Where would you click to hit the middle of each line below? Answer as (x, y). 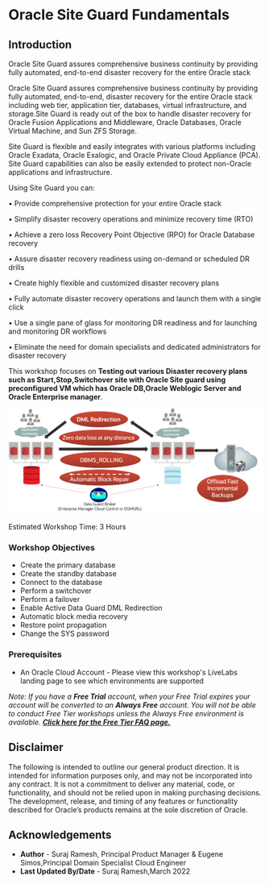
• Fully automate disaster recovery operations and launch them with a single (135, 299)
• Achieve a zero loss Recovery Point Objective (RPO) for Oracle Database (132, 234)
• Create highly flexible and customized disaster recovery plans (114, 283)
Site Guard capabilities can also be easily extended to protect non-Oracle (130, 164)
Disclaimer (36, 747)
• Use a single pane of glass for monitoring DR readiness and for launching (133, 323)
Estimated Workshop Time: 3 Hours (67, 527)
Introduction (40, 45)
